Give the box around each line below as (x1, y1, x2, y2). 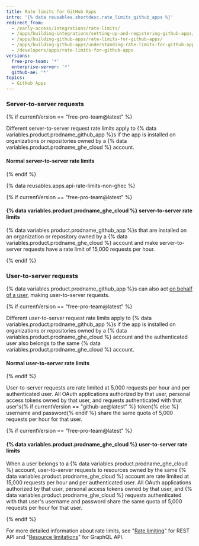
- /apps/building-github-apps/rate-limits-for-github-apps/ (11, 36, 163, 42)
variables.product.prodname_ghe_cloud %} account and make (6, 239, 159, 246)
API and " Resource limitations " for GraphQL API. (6, 534, 124, 541)
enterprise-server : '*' (11, 63, 70, 70)
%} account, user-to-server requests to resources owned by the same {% (6, 467, 187, 474)
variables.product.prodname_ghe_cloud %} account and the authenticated (6, 333, 188, 340)
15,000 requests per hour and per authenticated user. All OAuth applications (6, 479, 191, 486)
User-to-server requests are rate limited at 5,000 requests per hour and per (6, 384, 191, 391)
